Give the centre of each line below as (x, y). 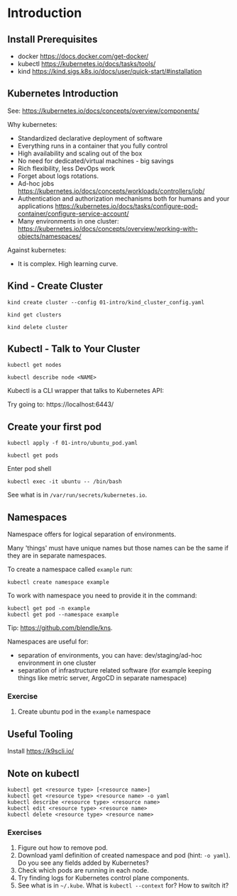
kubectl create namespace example (59, 582)
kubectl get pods (33, 455)
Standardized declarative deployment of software (90, 138)
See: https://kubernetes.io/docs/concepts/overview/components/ (104, 111)
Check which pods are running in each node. (83, 870)
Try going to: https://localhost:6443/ (61, 404)
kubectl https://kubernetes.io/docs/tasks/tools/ (87, 64)
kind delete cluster (38, 327)
